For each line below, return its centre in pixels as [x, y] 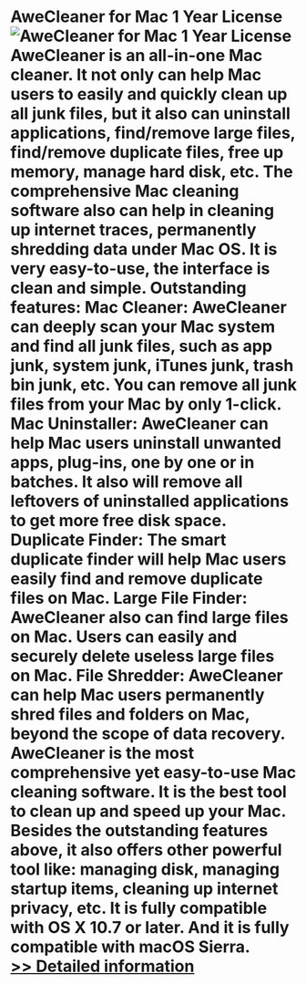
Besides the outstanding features [139, 831]
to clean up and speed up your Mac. [148, 811]
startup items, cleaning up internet [144, 889]
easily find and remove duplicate [137, 579]
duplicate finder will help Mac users [148, 559]
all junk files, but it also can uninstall [150, 114]
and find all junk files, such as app [141, 346]
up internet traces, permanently [133, 230]
